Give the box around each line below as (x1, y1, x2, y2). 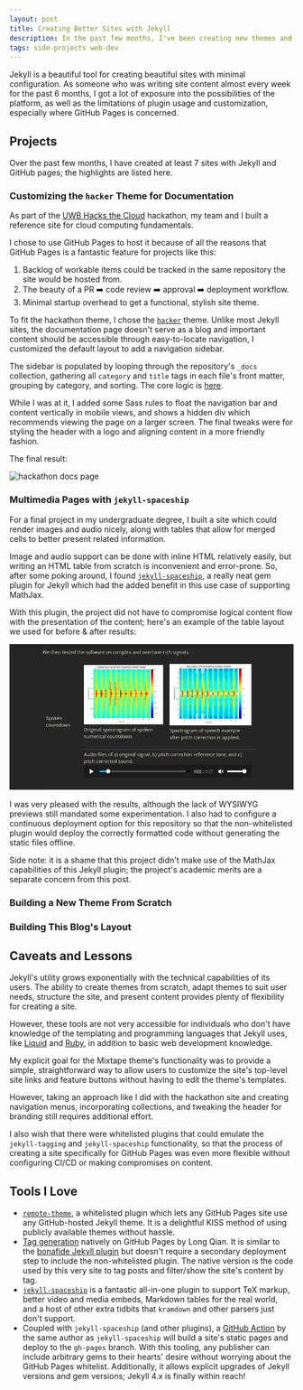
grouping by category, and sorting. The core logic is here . (9, 380, 224, 391)
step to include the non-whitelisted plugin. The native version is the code (22, 1255, 294, 1266)
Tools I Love (9, 1183, 78, 1199)
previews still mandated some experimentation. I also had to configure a (9, 808, 277, 819)
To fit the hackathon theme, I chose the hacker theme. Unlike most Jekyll (9, 314, 280, 325)
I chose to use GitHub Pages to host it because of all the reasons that (9, 238, 267, 248)
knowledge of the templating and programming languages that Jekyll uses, (9, 1028, 288, 1039)
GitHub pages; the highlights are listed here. (9, 167, 173, 178)
